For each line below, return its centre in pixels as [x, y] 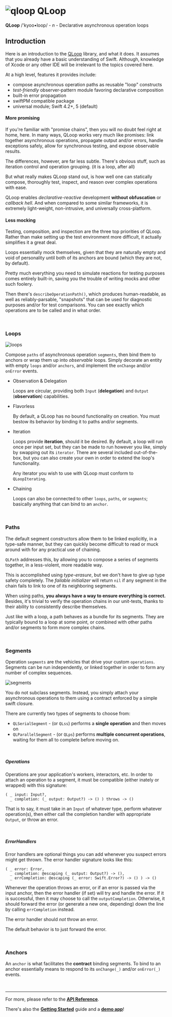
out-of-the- [146, 453]
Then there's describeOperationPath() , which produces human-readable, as [86, 294]
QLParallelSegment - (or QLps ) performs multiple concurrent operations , [89, 734]
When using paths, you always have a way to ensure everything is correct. [86, 596]
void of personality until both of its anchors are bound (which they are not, [84, 258]
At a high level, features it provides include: [51, 74]
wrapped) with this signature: [36, 786]
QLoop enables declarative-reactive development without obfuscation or [83, 197]
